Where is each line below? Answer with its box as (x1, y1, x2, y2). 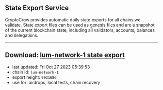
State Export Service (5, 4, 69, 12)
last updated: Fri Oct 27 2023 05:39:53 (12, 64, 90, 70)
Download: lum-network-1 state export (5, 51, 125, 59)
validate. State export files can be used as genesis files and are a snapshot (5, 22, 155, 28)
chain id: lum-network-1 (12, 69, 59, 75)
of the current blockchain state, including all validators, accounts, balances (5, 27, 155, 33)
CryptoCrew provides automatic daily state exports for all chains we (5, 17, 141, 22)
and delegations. (5, 32, 39, 38)
